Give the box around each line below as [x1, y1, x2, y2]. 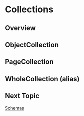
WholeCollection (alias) [5, 74, 80, 83]
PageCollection [5, 58, 54, 66]
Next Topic [5, 92, 40, 100]
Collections [5, 4, 54, 15]
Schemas [5, 105, 24, 111]
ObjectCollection [5, 40, 59, 49]
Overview [5, 24, 36, 32]
